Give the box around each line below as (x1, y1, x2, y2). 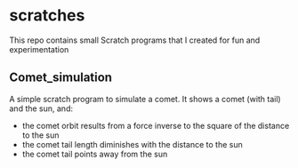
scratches (9, 5, 85, 26)
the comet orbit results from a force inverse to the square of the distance (21, 120, 290, 131)
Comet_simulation (9, 70, 113, 85)
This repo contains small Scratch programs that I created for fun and (9, 35, 261, 45)
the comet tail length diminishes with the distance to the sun (21, 139, 243, 149)
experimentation (9, 44, 69, 54)
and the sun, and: (9, 103, 74, 114)
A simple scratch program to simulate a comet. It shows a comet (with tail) (9, 93, 282, 104)
